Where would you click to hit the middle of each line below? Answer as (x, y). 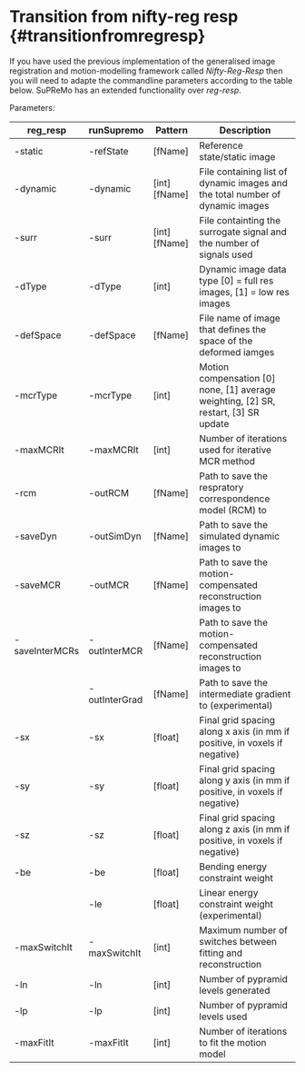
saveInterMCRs (47, 650)
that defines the (232, 329)
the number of (230, 243)
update (214, 423)
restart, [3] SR (229, 412)
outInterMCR (116, 650)
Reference (221, 145)
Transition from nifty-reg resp (124, 17)
